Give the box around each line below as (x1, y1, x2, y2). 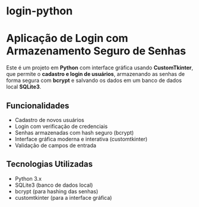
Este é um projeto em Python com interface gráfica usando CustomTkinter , (6, 64, 194, 71)
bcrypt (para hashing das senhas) (14, 187, 99, 195)
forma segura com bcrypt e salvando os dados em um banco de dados (6, 77, 182, 84)
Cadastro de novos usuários (14, 116, 85, 123)
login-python (6, 4, 73, 18)
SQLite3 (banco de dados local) (14, 181, 93, 188)
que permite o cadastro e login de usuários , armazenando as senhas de (6, 71, 185, 78)
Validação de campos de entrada (14, 142, 97, 149)
